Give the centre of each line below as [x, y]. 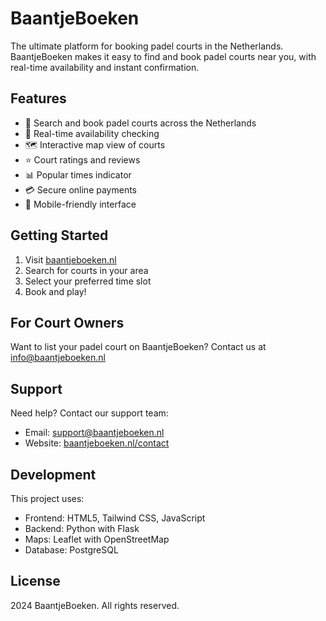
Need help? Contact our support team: [89, 413]
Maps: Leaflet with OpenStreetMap [97, 539]
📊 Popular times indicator [78, 174]
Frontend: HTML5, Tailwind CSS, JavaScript [115, 518]
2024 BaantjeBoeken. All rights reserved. [95, 605]
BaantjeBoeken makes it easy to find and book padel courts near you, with [163, 56]
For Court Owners [67, 322]
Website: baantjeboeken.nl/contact [97, 443]
